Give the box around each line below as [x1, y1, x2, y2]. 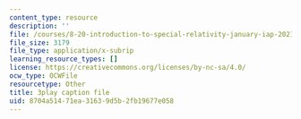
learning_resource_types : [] [9, 55, 118, 64]
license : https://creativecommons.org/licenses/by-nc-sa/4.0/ [9, 64, 246, 72]
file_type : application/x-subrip [9, 47, 134, 55]
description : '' [9, 21, 70, 30]
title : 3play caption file [9, 88, 110, 97]
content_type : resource [9, 13, 99, 22]
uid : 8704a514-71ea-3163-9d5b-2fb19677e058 [9, 96, 175, 106]
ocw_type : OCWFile [9, 72, 78, 81]
